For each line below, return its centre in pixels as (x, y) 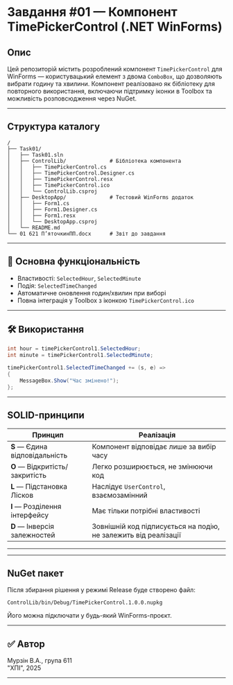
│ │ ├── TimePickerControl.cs (57, 167)
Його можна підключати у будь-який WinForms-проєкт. (89, 616)
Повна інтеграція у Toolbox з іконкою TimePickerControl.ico (106, 300)
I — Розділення (36, 506)
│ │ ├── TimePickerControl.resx (60, 179)
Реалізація (157, 435)
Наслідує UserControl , (129, 486)
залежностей (33, 535)
